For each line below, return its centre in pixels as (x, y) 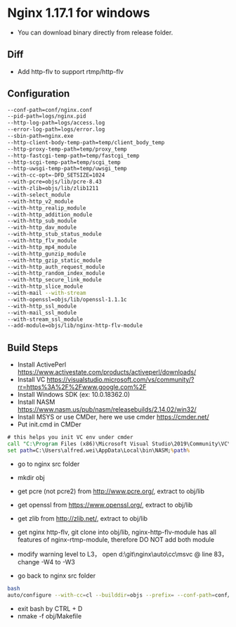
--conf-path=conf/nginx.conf (50, 110)
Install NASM (36, 402)
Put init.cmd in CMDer (49, 424)
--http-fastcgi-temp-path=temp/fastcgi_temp (73, 156)
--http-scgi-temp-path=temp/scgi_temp (64, 162)
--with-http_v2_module (40, 201)
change (28, 562)
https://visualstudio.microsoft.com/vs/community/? (120, 380)
